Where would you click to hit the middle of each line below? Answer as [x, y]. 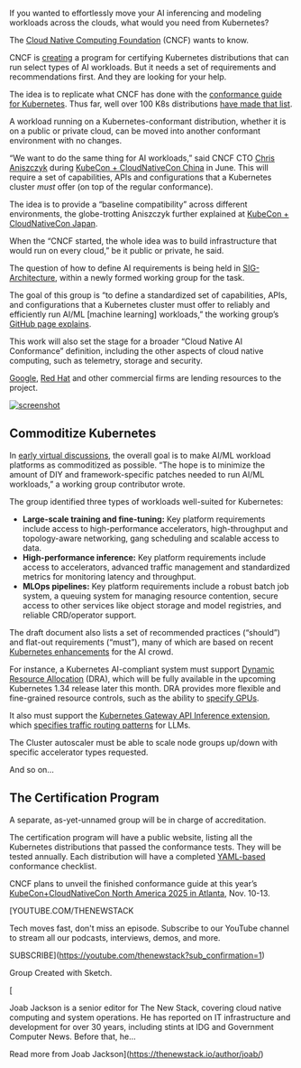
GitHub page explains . [50, 324]
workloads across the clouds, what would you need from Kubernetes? [139, 23]
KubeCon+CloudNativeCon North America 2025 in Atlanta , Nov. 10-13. [140, 893]
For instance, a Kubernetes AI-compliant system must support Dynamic [142, 669]
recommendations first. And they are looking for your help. [118, 77]
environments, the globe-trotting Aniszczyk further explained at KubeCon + [150, 214]
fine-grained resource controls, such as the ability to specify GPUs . [134, 698]
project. [24, 388]
